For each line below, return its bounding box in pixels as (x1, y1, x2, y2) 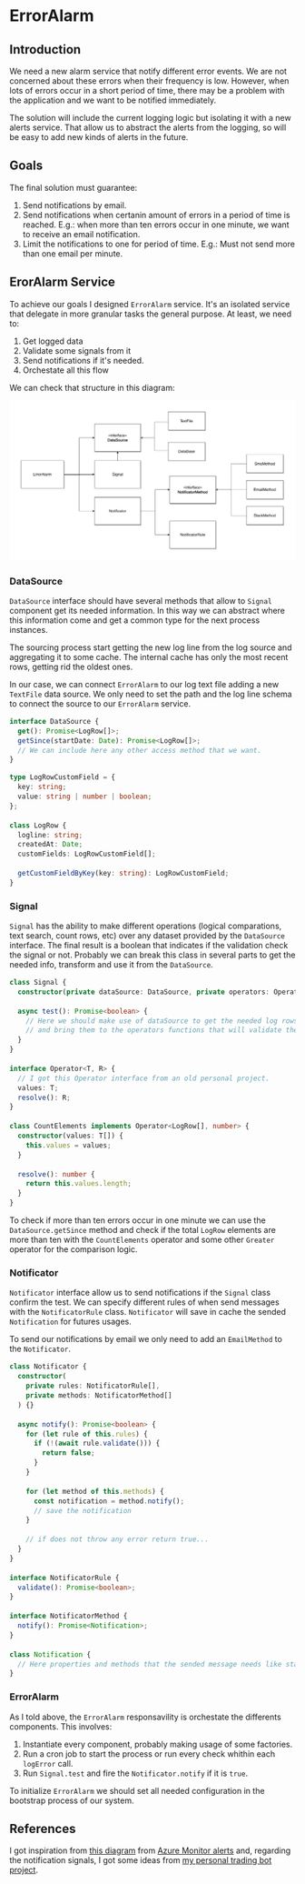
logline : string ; (17, 830, 84, 839)
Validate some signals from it (22, 345, 132, 356)
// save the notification (33, 1506, 132, 1515)
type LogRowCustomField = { (9, 773, 116, 782)
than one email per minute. (22, 247, 123, 259)
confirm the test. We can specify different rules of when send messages (9, 1297, 280, 1308)
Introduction (9, 42, 82, 57)
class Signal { (9, 978, 67, 987)
